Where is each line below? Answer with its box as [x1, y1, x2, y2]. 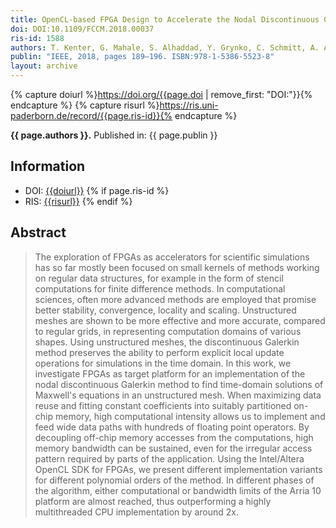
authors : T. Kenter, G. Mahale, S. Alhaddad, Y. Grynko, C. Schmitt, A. [10, 42, 320, 53]
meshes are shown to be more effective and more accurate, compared [34, 314, 326, 326]
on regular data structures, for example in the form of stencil [34, 272, 284, 284]
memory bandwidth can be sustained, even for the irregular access [34, 442, 313, 454]
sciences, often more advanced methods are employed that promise [34, 293, 317, 305]
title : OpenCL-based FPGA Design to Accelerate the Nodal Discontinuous [10, 14, 320, 25]
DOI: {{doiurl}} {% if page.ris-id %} [24, 184, 170, 196]
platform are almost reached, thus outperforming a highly [34, 495, 272, 507]
